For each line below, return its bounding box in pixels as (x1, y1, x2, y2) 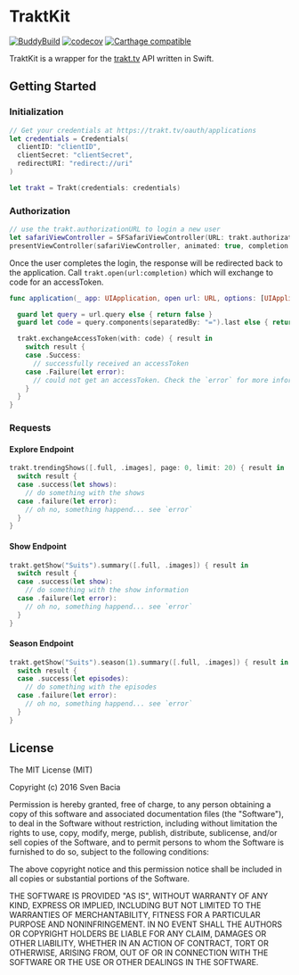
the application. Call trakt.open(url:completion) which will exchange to (9, 267, 274, 277)
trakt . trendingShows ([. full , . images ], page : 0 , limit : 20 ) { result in (9, 464, 285, 473)
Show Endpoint (9, 541, 67, 551)
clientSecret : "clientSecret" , (17, 151, 133, 160)
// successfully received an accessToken (32, 359, 190, 368)
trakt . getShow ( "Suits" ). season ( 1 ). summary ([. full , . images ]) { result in (9, 657, 289, 666)
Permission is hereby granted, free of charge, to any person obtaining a (9, 798, 271, 809)
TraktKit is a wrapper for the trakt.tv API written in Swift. (9, 53, 214, 63)
